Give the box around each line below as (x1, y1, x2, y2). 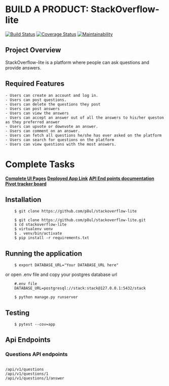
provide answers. (5, 64, 41, 71)
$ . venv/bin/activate (14, 231, 62, 236)
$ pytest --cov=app (14, 322, 56, 327)
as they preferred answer (5, 119, 60, 125)
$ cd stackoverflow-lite (14, 222, 67, 227)
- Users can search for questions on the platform (5, 137, 114, 143)
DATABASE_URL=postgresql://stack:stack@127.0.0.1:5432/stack (14, 286, 146, 291)
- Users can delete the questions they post (5, 101, 101, 107)
